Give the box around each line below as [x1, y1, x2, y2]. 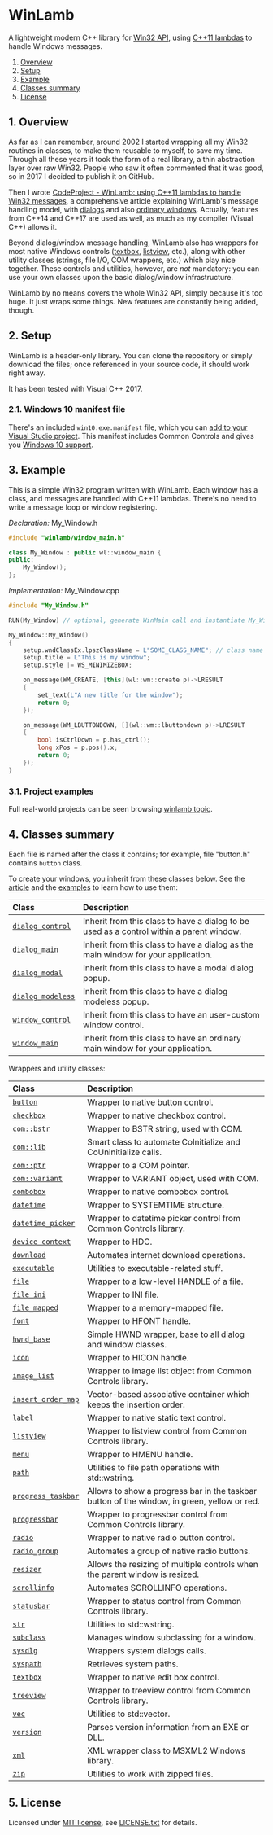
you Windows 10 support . [8, 440, 93, 449]
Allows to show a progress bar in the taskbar [86, 1485, 258, 1496]
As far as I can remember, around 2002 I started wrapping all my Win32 [8, 137, 249, 147]
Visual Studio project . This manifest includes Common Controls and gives [8, 431, 254, 440]
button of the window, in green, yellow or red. [86, 1496, 260, 1507]
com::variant [12, 1174, 63, 1183]
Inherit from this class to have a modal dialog [82, 962, 254, 974]
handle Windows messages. [8, 41, 103, 50]
